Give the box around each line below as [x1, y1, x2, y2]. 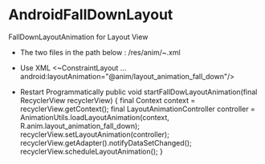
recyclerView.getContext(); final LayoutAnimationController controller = [19, 104, 255, 114]
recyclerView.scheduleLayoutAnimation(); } [19, 146, 163, 156]
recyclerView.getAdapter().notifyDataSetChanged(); [19, 138, 193, 147]
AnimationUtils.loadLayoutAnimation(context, [19, 112, 170, 122]
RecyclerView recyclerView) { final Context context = [19, 95, 196, 105]
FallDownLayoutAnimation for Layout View [8, 32, 149, 42]
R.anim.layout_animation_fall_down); [19, 121, 141, 130]
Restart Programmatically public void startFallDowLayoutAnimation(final [19, 86, 258, 97]
